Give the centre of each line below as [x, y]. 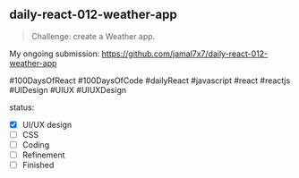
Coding [36, 144]
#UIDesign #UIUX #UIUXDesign [68, 89]
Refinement [43, 155]
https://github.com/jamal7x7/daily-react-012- [185, 54]
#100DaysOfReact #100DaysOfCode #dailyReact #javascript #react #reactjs [150, 81]
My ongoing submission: [55, 54]
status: [22, 107]
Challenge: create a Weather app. [93, 36]
